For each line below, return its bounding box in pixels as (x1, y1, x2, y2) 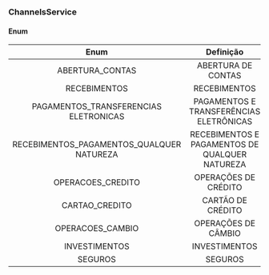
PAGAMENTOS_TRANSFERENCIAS (31, 101, 163, 112)
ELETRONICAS (69, 111, 125, 122)
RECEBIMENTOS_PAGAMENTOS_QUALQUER (12, 139, 182, 150)
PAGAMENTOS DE (191, 139, 259, 150)
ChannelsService (8, 6, 78, 18)
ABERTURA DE (197, 60, 253, 71)
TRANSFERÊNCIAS (189, 106, 261, 118)
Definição (205, 46, 244, 58)
